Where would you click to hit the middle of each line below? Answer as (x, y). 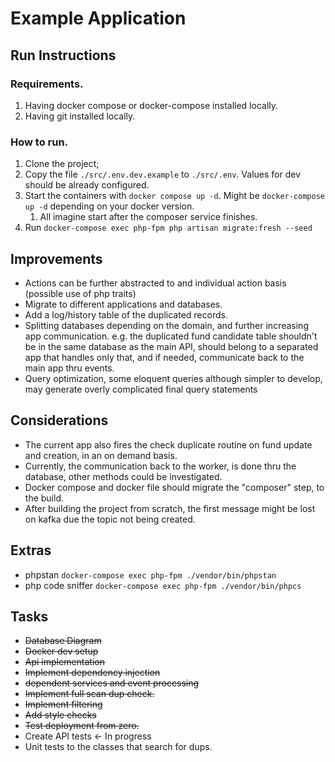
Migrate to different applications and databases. (123, 304)
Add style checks (60, 715)
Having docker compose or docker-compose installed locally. (151, 105)
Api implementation (64, 662)
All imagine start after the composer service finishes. (148, 217)
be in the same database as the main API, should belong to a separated (171, 346)
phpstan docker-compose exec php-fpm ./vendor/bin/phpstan (150, 574)
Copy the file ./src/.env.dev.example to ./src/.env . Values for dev (163, 174)
